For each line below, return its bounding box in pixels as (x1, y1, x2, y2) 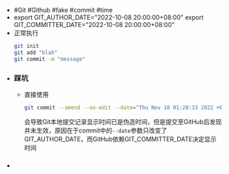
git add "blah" (13, 49, 58, 56)
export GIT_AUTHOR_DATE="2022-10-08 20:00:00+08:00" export (13, 13, 204, 21)
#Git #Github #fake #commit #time (13, 6, 113, 14)
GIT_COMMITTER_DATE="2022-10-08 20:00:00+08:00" (13, 21, 175, 28)
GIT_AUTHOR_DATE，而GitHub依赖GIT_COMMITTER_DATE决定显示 (24, 134, 217, 143)
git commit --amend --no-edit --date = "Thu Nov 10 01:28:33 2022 (24, 104, 214, 111)
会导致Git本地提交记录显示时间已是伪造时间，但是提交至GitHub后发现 (24, 117, 222, 125)
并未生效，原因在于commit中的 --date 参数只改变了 (24, 126, 167, 134)
